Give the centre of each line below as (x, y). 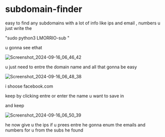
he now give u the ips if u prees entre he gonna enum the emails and (75, 125)
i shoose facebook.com (29, 86)
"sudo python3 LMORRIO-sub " (37, 38)
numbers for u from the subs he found (44, 130)
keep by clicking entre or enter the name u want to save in (65, 96)
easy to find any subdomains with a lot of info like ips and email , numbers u (83, 23)
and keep (15, 105)
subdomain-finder (44, 9)
